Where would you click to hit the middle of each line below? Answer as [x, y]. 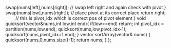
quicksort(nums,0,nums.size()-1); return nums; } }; [58, 40]
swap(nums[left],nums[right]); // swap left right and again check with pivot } [86, 7]
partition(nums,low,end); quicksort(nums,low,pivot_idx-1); [66, 29]
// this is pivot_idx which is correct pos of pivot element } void [81, 18]
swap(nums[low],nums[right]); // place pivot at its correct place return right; [85, 13]
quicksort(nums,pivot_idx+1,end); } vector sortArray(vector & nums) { [78, 34]
